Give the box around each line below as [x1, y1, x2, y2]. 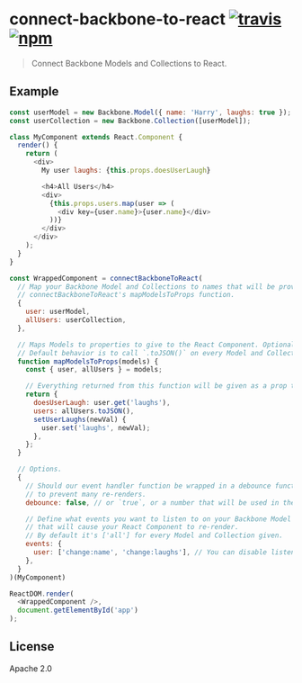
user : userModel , [25, 307, 91, 317]
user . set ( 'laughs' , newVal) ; [41, 423, 151, 432]
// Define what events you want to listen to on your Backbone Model [25, 514, 292, 524]
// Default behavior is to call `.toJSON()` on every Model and [17, 348, 263, 357]
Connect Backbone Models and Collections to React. [31, 58, 227, 68]
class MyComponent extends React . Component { [9, 132, 182, 141]
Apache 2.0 [9, 662, 52, 674]
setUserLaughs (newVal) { [32, 415, 127, 424]
